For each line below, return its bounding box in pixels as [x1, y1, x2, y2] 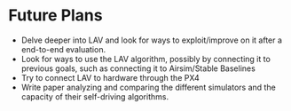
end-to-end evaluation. [20, 44, 106, 54]
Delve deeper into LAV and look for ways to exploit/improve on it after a [20, 35, 283, 45]
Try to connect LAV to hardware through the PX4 [20, 72, 201, 83]
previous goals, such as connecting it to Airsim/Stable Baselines [20, 63, 256, 74]
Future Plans [8, 5, 103, 26]
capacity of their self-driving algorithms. [20, 91, 169, 102]
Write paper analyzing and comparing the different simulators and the [20, 82, 276, 92]
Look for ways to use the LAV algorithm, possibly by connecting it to [20, 53, 271, 64]
